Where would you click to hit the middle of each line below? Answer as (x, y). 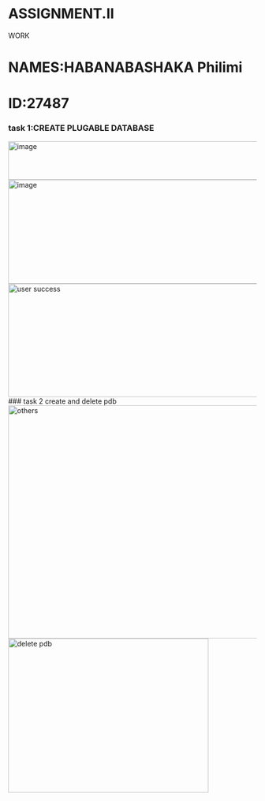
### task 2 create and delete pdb (62, 401)
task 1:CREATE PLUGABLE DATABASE (81, 129)
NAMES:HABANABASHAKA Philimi (125, 67)
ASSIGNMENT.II (61, 14)
